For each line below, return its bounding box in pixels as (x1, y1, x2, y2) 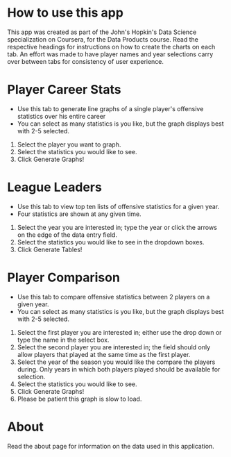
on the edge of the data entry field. (17, 231, 118, 239)
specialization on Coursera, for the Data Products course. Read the (7, 35, 199, 43)
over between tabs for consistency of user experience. (7, 57, 164, 65)
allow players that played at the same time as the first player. (17, 350, 191, 358)
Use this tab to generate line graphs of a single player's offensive (17, 104, 204, 113)
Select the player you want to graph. (17, 140, 121, 149)
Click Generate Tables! (17, 245, 83, 254)
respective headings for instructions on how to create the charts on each (7, 42, 216, 51)
